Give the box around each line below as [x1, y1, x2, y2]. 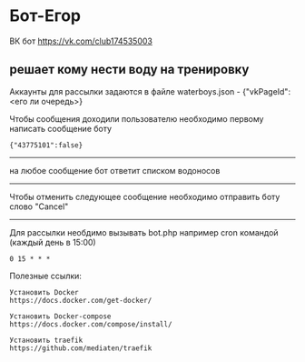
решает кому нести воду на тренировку [9, 62, 250, 77]
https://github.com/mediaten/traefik [9, 343, 152, 353]
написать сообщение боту [9, 123, 112, 134]
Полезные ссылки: [9, 270, 82, 281]
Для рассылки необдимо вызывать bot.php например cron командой [9, 226, 279, 237]
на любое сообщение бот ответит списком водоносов [9, 165, 221, 176]
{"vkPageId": [241, 85, 291, 96]
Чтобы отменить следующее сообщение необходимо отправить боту [9, 191, 280, 202]
